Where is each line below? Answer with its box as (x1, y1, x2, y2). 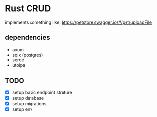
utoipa (12, 62, 26, 68)
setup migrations (12, 100, 47, 106)
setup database (12, 95, 44, 101)
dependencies (5, 33, 50, 42)
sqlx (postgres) (12, 52, 43, 58)
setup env (12, 106, 33, 112)
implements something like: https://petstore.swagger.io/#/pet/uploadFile (5, 19, 152, 25)
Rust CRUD (5, 3, 51, 14)
